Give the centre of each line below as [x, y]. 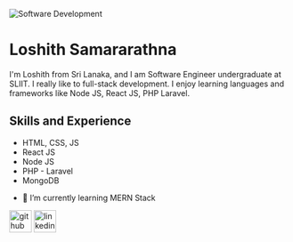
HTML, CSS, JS [50, 142]
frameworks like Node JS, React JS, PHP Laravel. [99, 93]
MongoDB [41, 180]
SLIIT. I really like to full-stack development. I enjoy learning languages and [147, 84]
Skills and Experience [70, 121]
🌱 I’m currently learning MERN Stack [89, 198]
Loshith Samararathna [93, 50]
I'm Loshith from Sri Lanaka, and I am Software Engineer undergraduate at [146, 74]
